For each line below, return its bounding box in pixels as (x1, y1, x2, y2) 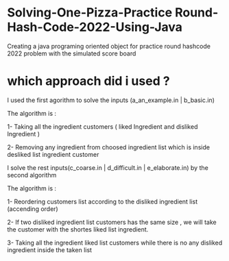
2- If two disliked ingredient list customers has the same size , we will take (7, 218, 217, 226)
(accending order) (7, 204, 58, 213)
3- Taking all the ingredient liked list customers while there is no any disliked (7, 238, 223, 247)
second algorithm (7, 171, 57, 179)
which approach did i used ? (7, 73, 170, 89)
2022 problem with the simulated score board (7, 49, 136, 58)
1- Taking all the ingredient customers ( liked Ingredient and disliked (7, 122, 198, 131)
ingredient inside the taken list (7, 245, 93, 254)
